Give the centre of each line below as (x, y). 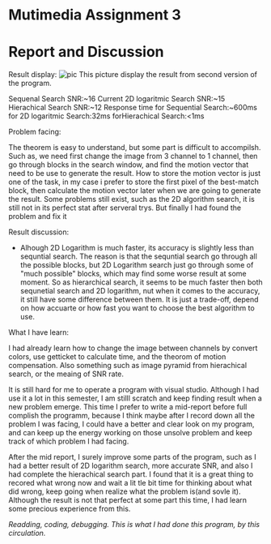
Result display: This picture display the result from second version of (133, 75)
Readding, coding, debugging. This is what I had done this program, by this (134, 525)
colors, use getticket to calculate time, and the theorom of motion (117, 357)
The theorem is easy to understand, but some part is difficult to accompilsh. (135, 148)
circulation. (27, 533)
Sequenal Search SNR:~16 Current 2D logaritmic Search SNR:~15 (117, 99)
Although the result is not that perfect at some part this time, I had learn (128, 500)
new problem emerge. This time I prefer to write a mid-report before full (128, 407)
